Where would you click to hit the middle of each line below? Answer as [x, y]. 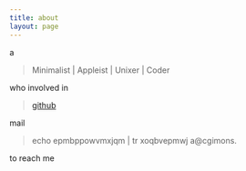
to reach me [32, 158]
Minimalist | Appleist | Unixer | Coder [101, 70]
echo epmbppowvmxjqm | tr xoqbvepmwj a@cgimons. [134, 140]
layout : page [34, 26]
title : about [34, 18]
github [44, 105]
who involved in [39, 87]
